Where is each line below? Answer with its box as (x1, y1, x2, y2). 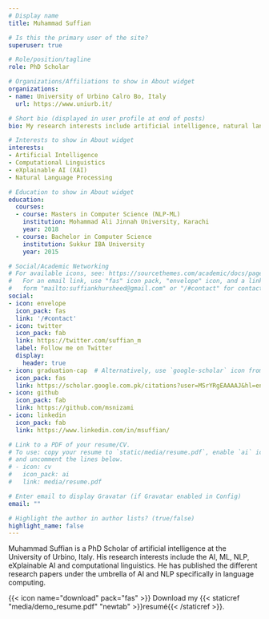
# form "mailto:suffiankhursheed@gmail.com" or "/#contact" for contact (8, 285, 263, 293)
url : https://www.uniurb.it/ (15, 99, 113, 108)
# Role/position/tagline (8, 55, 91, 64)
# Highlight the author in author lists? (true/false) (8, 514, 195, 522)
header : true (22, 358, 66, 367)
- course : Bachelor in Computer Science (15, 233, 152, 241)
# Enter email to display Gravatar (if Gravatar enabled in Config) (8, 492, 242, 500)
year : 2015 (22, 248, 59, 256)
